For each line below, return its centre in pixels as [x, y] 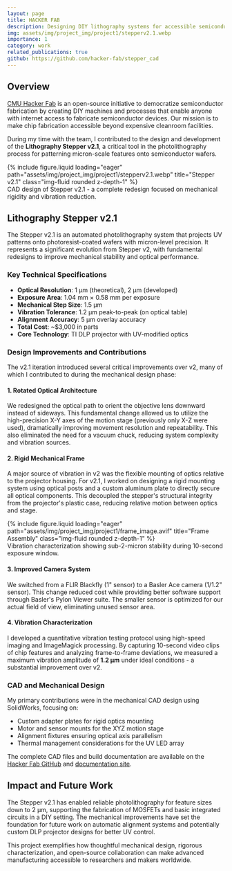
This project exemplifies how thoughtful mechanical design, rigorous [105, 845]
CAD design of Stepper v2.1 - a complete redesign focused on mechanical [113, 189]
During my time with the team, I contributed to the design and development [114, 138]
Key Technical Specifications [57, 275]
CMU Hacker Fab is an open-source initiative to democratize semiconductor [115, 103]
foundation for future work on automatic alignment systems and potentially [113, 824]
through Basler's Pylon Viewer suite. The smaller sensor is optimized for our [115, 599]
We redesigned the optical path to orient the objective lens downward [106, 406]
